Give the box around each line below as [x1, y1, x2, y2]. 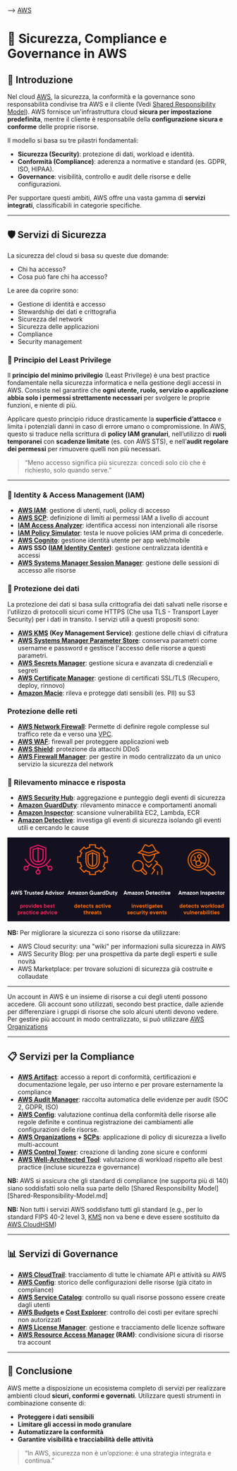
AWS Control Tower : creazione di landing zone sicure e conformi [17, 1148, 208, 1157]
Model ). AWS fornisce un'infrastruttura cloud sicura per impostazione [7, 107, 212, 116]
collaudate [17, 972, 49, 981]
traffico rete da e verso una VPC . [17, 730, 114, 738]
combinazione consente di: [7, 1398, 86, 1407]
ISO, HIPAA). [17, 165, 54, 173]
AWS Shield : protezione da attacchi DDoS [17, 745, 140, 753]
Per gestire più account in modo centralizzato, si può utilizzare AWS [7, 1015, 205, 1023]
